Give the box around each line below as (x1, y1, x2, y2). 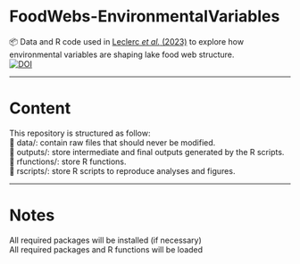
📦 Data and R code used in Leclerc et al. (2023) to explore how (9, 36, 244, 46)
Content (9, 98, 71, 119)
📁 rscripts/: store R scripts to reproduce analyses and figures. (9, 165, 236, 176)
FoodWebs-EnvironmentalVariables (9, 6, 280, 27)
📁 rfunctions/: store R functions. (9, 156, 127, 167)
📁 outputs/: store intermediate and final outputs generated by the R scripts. (9, 146, 285, 157)
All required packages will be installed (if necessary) (9, 235, 203, 245)
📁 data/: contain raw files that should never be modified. (9, 136, 216, 148)
